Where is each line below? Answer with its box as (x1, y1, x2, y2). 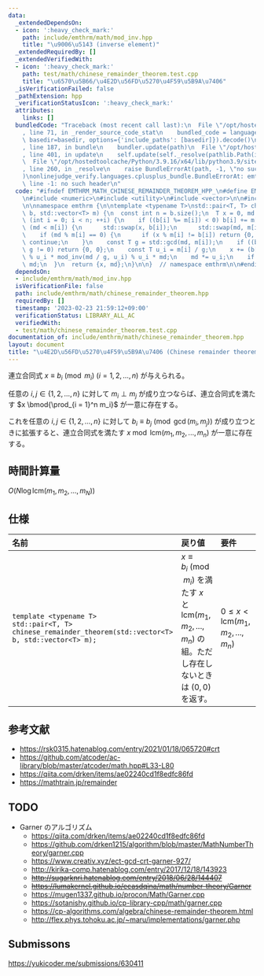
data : (8, 11, 26, 20)
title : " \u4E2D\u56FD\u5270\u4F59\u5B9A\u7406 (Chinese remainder (8, 348, 230, 357)
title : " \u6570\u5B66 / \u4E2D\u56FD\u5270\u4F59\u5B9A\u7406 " (22, 77, 226, 85)
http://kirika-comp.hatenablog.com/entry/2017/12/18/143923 (31, 865, 227, 874)
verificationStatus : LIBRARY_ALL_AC (15, 312, 135, 320)
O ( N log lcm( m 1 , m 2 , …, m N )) (8, 486, 96, 497)
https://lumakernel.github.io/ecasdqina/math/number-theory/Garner (31, 882, 251, 891)
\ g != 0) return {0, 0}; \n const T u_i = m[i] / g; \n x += (22, 246, 244, 253)
